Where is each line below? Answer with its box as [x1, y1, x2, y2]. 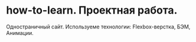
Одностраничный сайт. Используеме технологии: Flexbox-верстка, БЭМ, [6, 23, 191, 30]
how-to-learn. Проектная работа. [6, 4, 178, 17]
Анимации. [6, 29, 34, 36]
